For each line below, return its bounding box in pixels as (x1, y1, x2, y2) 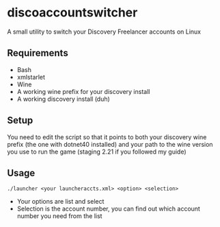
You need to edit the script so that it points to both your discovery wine (7, 132, 207, 141)
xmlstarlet (16, 73, 46, 81)
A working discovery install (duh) (16, 95, 111, 103)
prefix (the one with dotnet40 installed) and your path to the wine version (7, 140, 213, 148)
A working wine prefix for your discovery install (16, 87, 150, 95)
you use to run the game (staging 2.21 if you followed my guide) (7, 147, 187, 156)
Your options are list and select (16, 198, 105, 206)
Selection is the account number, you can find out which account (16, 204, 200, 213)
